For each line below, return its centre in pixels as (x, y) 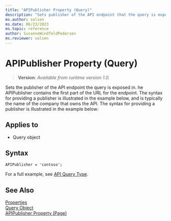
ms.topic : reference (27, 29)
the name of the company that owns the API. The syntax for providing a (80, 103)
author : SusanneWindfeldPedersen (41, 34)
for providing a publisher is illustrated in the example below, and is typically (84, 98)
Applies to (22, 125)
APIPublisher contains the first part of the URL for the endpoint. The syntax (84, 92)
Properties (16, 202)
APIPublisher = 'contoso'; (34, 165)
